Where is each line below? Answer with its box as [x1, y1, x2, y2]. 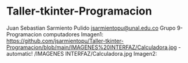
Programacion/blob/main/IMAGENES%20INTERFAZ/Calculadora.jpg [6, 44, 177, 51]
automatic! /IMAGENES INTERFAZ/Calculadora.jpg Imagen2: [6, 50, 157, 57]
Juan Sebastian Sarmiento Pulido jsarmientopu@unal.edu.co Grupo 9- [6, 24, 183, 31]
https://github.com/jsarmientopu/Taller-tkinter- [6, 37, 124, 44]
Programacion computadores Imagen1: [6, 30, 104, 38]
